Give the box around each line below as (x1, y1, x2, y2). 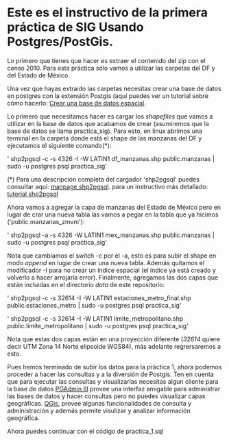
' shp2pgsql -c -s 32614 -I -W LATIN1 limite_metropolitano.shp (7, 314, 184, 323)
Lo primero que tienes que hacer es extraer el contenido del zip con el (7, 56, 206, 64)
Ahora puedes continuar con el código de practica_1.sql (7, 427, 164, 435)
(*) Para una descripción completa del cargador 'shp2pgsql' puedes (7, 175, 200, 183)
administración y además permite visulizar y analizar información (7, 406, 191, 415)
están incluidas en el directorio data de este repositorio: (7, 280, 165, 288)
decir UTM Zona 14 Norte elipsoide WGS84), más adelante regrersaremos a (7, 342, 221, 350)
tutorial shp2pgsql (7, 190, 58, 198)
